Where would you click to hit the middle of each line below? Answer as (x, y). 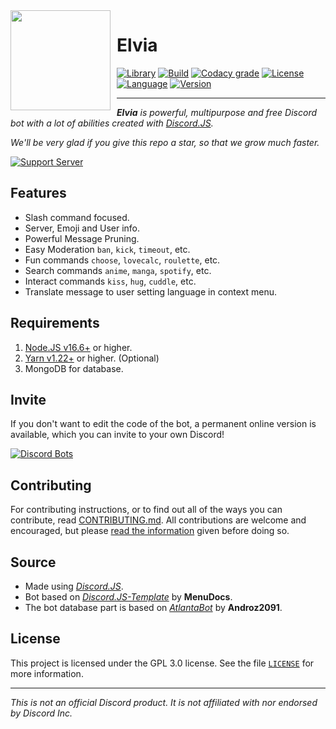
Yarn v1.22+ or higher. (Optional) (92, 358)
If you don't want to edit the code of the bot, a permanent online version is (163, 424)
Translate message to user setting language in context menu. (151, 291)
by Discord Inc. (41, 713)
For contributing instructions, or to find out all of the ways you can (146, 510)
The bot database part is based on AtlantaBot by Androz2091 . (153, 607)
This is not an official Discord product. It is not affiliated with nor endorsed (164, 702)
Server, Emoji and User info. (82, 228)
